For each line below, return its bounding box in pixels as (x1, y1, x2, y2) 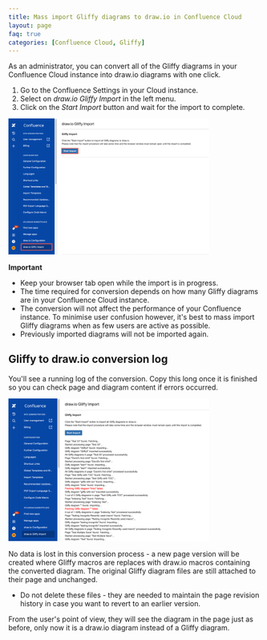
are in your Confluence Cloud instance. (19, 295, 150, 304)
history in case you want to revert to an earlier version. (19, 599, 201, 609)
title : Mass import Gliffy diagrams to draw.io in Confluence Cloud (8, 13, 242, 21)
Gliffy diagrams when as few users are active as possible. (19, 320, 211, 330)
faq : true (8, 30, 42, 38)
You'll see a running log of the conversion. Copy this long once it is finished (8, 373, 258, 383)
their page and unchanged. (8, 575, 98, 585)
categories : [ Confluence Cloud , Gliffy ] (8, 39, 146, 47)
